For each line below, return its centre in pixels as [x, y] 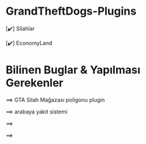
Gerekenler [35, 83]
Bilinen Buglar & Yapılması [73, 70]
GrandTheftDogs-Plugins [71, 11]
